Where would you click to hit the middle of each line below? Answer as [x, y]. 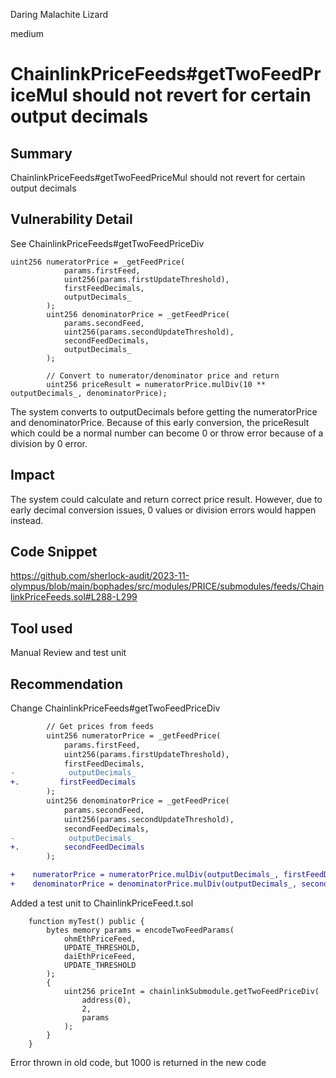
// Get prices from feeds [100, 727]
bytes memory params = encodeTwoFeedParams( [140, 930]
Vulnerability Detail [71, 219]
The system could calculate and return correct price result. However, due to [166, 499]
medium [27, 33]
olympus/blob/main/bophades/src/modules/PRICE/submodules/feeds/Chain [167, 586]
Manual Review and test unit [68, 653]
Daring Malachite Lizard [59, 14]
